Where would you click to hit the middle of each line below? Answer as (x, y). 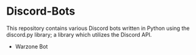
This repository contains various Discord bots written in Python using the (98, 28)
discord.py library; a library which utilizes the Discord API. (79, 34)
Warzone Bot (31, 46)
